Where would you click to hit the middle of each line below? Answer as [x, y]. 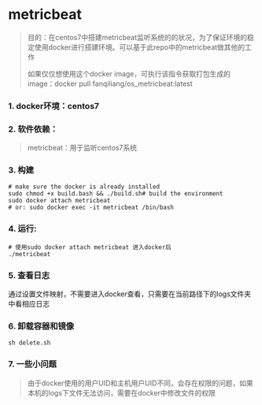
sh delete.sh [30, 343]
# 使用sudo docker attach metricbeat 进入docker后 [90, 247]
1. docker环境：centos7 [54, 106]
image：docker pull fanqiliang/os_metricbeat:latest [110, 84]
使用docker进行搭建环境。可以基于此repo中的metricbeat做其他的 [140, 47]
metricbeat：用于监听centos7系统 [82, 148]
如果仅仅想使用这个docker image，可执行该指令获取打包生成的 [129, 73]
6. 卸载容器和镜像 [41, 326]
